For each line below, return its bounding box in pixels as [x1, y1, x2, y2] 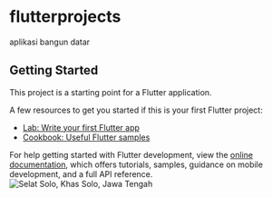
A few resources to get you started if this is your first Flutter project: [9, 104, 263, 115]
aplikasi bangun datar [9, 36, 91, 47]
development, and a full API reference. [9, 168, 153, 179]
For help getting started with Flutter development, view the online [9, 149, 254, 160]
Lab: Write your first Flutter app [22, 122, 141, 133]
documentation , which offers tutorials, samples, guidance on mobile [9, 159, 263, 170]
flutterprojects [9, 6, 121, 27]
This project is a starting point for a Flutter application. [9, 86, 212, 97]
